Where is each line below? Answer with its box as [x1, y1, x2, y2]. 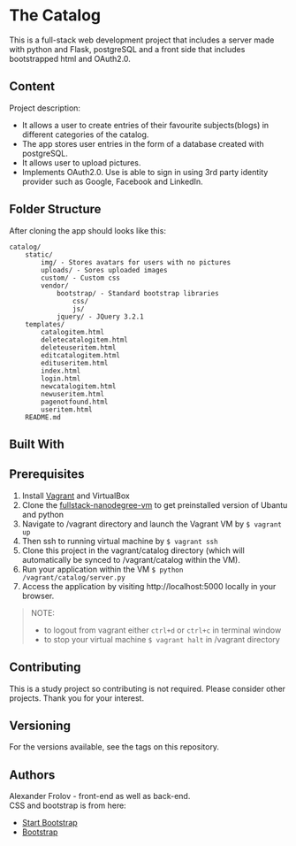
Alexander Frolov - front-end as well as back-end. [9, 791, 191, 802]
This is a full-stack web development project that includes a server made [9, 35, 275, 45]
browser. [21, 590, 55, 601]
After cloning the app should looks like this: [9, 225, 166, 235]
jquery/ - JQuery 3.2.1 [56, 311, 144, 321]
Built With [9, 436, 65, 451]
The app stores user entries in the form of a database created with [21, 138, 264, 149]
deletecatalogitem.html [41, 335, 128, 344]
